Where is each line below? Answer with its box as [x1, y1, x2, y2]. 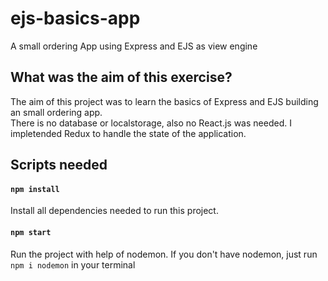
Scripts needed [10, 157, 108, 174]
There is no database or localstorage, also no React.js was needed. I [10, 117, 292, 129]
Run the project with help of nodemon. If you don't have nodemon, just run [10, 248, 318, 260]
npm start [10, 227, 52, 237]
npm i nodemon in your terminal [10, 258, 136, 271]
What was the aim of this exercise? [10, 69, 233, 86]
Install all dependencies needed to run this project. [10, 205, 219, 217]
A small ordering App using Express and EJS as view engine [10, 40, 258, 52]
